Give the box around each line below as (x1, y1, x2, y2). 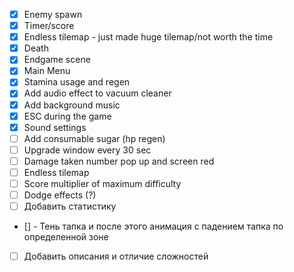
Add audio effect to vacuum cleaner (23, 87, 172, 99)
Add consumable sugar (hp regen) (23, 132, 166, 144)
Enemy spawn (23, 9, 83, 20)
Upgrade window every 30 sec (23, 144, 152, 156)
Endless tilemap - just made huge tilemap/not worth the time (23, 31, 274, 43)
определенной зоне (23, 231, 109, 243)
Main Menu (23, 65, 71, 77)
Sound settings (23, 121, 87, 133)
